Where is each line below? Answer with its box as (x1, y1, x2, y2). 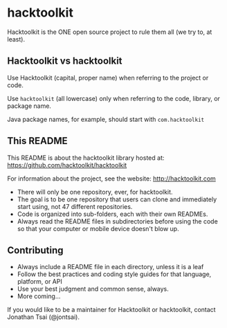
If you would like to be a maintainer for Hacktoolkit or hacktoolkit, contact (7, 306, 216, 314)
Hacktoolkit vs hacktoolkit (7, 55, 122, 67)
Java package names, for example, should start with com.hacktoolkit (7, 115, 205, 123)
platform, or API (17, 277, 62, 286)
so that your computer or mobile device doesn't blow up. (17, 224, 179, 233)
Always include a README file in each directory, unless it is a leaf (17, 263, 204, 271)
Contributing (7, 244, 64, 256)
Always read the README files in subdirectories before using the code (17, 217, 218, 226)
